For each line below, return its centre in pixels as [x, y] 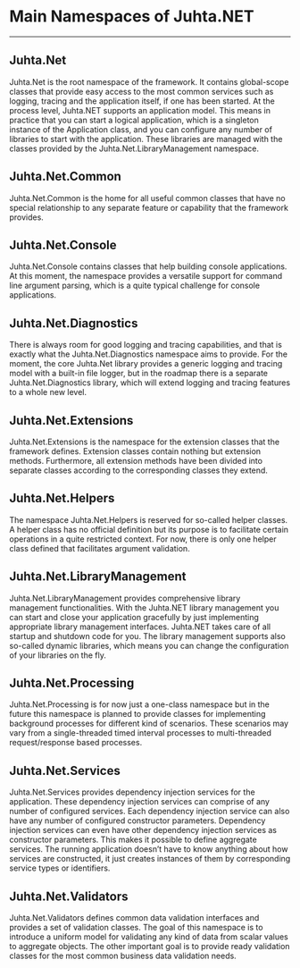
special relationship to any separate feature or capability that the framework [149, 207]
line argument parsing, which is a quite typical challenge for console [135, 286]
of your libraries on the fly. [58, 655]
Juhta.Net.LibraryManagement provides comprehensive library [125, 598]
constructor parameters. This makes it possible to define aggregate [133, 840]
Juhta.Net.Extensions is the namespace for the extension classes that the [144, 442]
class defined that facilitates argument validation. [100, 548]
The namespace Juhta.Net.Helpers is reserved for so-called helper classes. [149, 519]
